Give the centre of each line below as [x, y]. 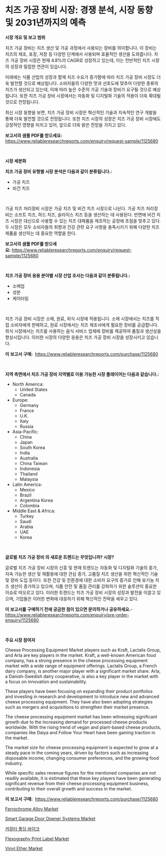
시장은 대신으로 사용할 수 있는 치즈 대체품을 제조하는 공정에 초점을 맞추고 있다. [85, 221]
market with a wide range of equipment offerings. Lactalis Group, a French [81, 666]
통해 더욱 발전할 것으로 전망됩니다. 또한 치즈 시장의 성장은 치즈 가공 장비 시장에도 [83, 118]
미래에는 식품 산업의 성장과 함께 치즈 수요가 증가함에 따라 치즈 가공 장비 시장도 [81, 77]
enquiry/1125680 [22, 620]
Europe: [20, 400]
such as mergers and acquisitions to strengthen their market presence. [78, 707]
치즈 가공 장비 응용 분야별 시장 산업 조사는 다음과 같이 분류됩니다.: [68, 275]
